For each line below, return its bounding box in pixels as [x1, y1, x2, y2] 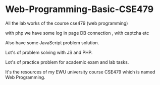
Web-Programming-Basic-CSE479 [5, 4, 154, 15]
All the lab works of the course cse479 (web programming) [5, 20, 128, 26]
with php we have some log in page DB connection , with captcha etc [5, 30, 149, 36]
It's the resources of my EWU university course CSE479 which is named [5, 69, 155, 75]
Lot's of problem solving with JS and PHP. [5, 49, 93, 55]
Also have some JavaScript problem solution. [5, 39, 99, 46]
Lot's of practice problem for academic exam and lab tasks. [5, 59, 129, 65]
